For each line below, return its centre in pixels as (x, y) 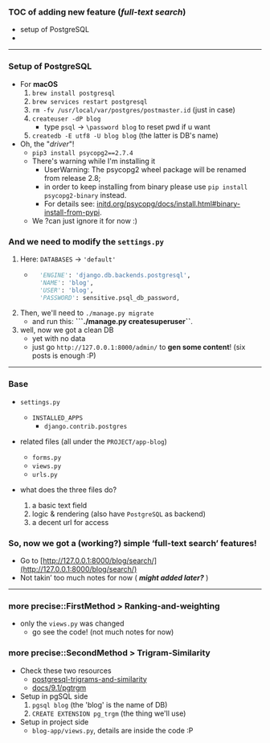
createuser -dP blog (66, 119)
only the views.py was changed (72, 624)
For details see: (69, 203)
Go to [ (31, 560)
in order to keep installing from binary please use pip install (146, 187)
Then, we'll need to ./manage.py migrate (87, 313)
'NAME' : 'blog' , (66, 283)
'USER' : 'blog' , (66, 290)
